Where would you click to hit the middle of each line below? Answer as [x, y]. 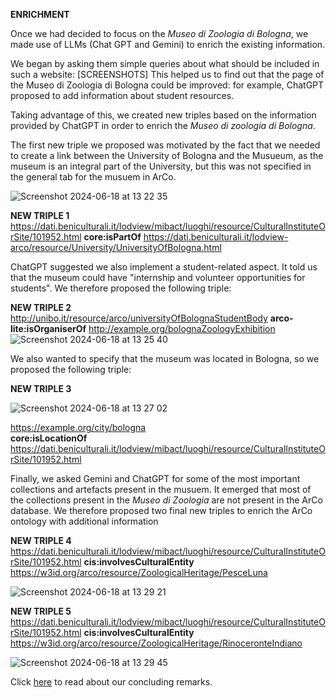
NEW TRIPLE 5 [41, 611]
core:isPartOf [112, 237]
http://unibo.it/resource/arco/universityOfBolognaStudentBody [139, 318]
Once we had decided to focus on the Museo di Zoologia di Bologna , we [159, 33]
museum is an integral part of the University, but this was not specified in [161, 166]
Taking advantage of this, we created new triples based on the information [163, 115]
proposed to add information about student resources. [122, 95]
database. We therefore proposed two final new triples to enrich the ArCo [161, 510]
